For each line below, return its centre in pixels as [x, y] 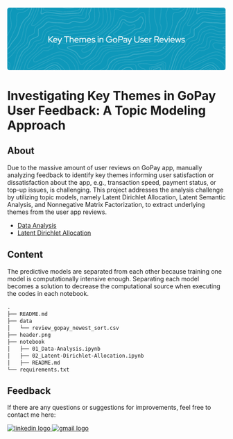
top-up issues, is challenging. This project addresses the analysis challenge [115, 190]
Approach [36, 125]
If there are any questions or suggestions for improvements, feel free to [109, 408]
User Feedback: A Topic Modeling [106, 110]
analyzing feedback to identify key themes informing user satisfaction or [111, 175]
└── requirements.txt [38, 370]
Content [25, 255]
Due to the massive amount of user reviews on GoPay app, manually [105, 167]
